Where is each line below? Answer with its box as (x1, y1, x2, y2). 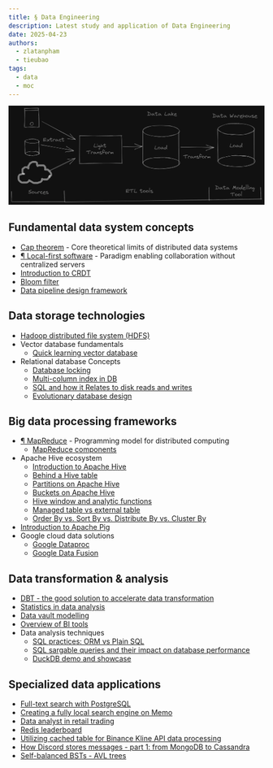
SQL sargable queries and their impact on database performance (32, 645, 250, 655)
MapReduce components (32, 445, 117, 454)
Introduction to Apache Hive (32, 462, 127, 471)
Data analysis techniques (19, 628, 105, 638)
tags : (8, 65, 27, 73)
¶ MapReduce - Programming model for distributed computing (19, 436, 230, 446)
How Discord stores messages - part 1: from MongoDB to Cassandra (19, 742, 250, 752)
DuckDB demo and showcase (32, 654, 132, 664)
